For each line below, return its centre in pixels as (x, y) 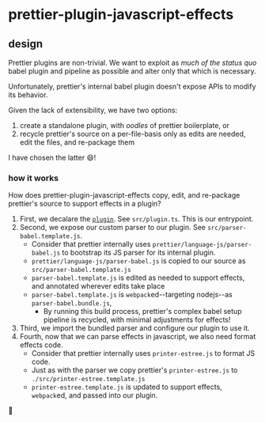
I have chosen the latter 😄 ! (52, 157)
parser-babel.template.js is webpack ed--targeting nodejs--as (132, 295)
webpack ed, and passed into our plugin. (95, 395)
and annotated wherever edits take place (98, 286)
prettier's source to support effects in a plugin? (85, 204)
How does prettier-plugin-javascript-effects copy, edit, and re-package (124, 195)
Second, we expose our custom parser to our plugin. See (113, 228)
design (26, 44)
